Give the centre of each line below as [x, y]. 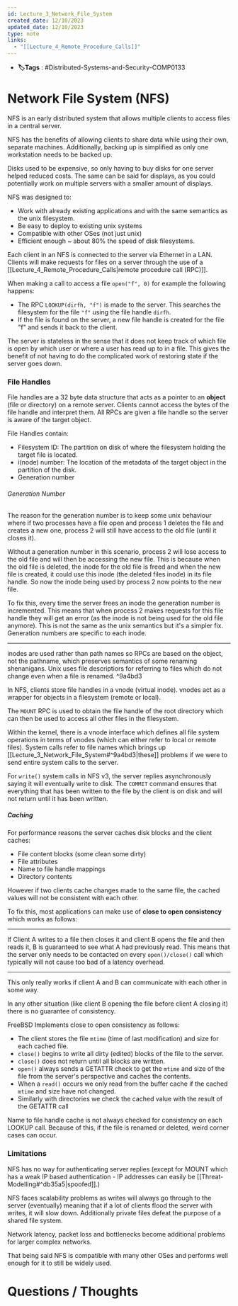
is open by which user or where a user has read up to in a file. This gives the [119, 348]
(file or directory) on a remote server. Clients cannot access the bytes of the [118, 405]
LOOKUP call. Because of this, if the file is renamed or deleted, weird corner [118, 1128]
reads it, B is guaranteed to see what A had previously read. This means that [119, 947]
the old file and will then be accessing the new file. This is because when [114, 560]
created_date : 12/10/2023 [45, 21]
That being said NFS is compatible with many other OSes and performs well [118, 1255]
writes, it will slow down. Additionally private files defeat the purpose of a [114, 1213]
